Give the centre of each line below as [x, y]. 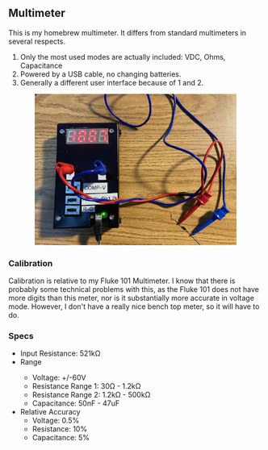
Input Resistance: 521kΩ [60, 353]
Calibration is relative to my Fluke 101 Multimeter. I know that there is [122, 281]
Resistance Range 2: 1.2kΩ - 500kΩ [91, 395]
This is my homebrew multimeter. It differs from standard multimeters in [128, 32]
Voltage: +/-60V [59, 377]
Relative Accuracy [50, 412]
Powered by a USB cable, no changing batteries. [100, 74]
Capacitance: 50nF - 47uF [76, 403]
